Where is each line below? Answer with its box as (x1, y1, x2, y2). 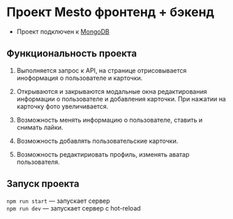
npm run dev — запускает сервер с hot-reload (6, 204, 141, 212)
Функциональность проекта (6, 48, 137, 59)
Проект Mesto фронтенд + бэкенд (6, 4, 215, 20)
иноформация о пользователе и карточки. (16, 73, 143, 82)
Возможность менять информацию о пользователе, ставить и (16, 115, 203, 124)
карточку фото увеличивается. (16, 102, 109, 111)
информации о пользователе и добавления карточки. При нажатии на (16, 94, 226, 103)
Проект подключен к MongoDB (16, 27, 110, 36)
